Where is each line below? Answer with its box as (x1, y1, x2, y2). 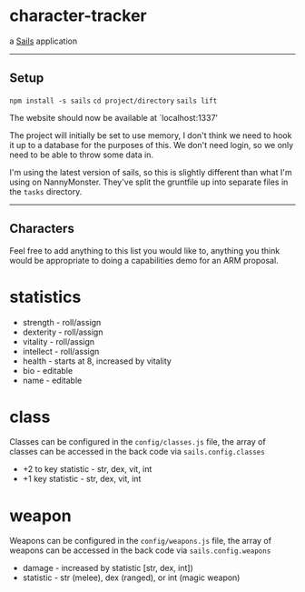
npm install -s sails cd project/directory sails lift (9, 96, 218, 105)
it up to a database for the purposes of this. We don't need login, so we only (9, 139, 294, 150)
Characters (9, 221, 74, 236)
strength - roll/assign (22, 316, 102, 327)
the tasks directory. (9, 186, 83, 196)
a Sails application (9, 35, 78, 46)
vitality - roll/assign (22, 336, 95, 346)
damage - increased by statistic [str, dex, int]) (22, 563, 193, 574)
